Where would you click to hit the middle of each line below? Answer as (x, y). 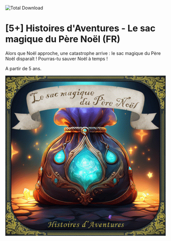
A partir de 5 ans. (23, 68)
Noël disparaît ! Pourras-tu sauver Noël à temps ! (56, 58)
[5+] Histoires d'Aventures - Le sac (80, 28)
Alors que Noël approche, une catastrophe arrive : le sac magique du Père (83, 53)
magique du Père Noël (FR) (63, 39)
